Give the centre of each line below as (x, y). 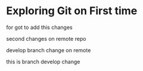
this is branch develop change (43, 62)
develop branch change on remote (49, 50)
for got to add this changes (39, 27)
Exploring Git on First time (72, 11)
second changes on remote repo (46, 38)
